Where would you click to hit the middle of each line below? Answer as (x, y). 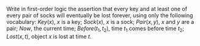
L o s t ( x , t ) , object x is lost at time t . (49, 36)
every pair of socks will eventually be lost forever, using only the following (100, 15)
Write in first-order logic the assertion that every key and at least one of (97, 9)
